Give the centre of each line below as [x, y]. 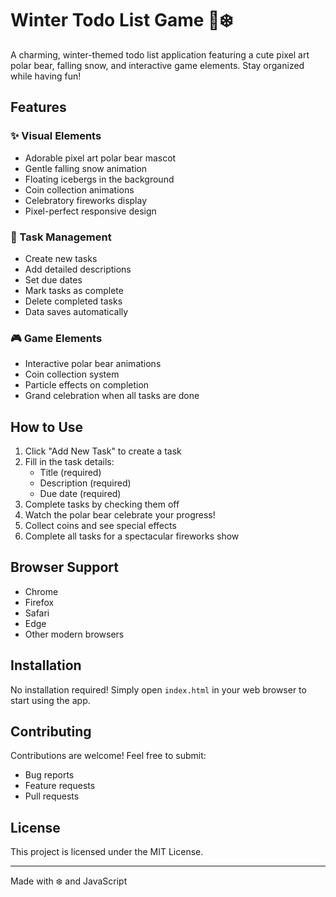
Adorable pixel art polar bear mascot [100, 158]
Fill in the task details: [69, 462]
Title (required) [70, 473]
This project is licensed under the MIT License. [107, 852]
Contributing [51, 732]
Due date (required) [80, 494]
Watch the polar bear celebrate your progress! [120, 515]
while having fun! [46, 76]
